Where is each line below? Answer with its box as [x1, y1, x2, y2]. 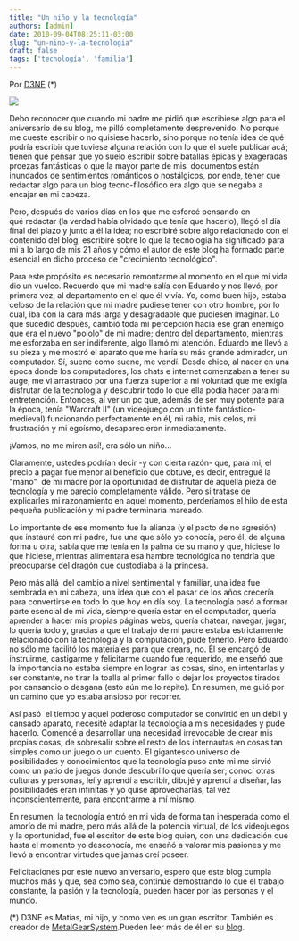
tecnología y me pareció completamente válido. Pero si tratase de [9, 486, 251, 496]
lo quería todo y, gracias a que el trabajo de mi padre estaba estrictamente [9, 625, 284, 635]
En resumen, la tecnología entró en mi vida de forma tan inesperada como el [9, 812, 290, 821]
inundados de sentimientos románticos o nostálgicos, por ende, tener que [9, 171, 281, 180]
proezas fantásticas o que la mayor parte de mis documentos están [9, 161, 260, 171]
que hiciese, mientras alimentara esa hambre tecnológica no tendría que [9, 551, 275, 561]
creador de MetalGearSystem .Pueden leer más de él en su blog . [9, 921, 245, 932]
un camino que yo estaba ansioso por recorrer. [9, 691, 182, 702]
